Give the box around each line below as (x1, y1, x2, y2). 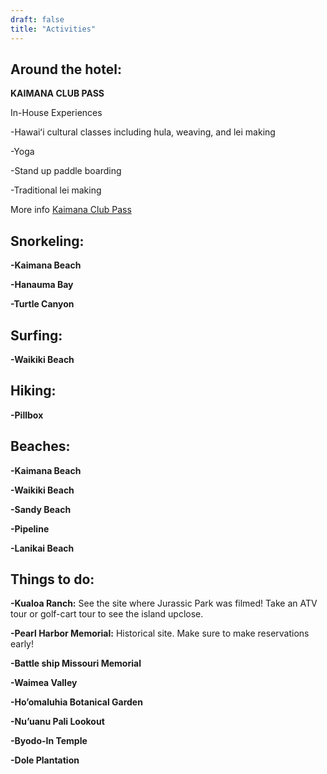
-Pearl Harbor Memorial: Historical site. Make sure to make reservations (10, 627, 310, 640)
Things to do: (10, 571, 95, 588)
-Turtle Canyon (10, 298, 75, 310)
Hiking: (10, 382, 57, 400)
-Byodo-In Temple (10, 735, 88, 747)
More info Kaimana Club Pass (10, 204, 132, 216)
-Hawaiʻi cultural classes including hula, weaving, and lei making (10, 126, 276, 138)
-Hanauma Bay (10, 279, 74, 291)
